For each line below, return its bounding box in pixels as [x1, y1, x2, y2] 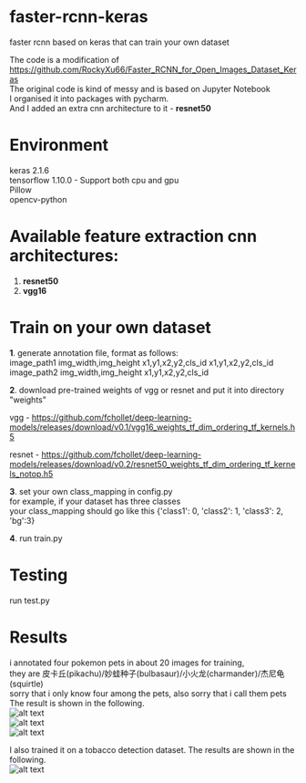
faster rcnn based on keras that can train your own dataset [9, 37, 229, 47]
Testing [9, 564, 68, 585]
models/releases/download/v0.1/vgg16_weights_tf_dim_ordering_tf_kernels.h [9, 422, 296, 433]
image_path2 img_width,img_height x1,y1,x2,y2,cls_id [9, 367, 209, 378]
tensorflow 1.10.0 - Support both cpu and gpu [9, 174, 179, 185]
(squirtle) [9, 678, 44, 689]
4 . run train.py [9, 532, 63, 544]
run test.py [9, 595, 50, 606]
